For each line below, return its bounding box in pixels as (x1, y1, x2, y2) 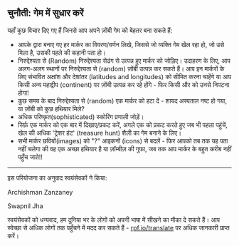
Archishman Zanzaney (7, 188, 73, 196)
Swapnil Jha (7, 201, 43, 210)
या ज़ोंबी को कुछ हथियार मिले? (17, 104, 85, 113)
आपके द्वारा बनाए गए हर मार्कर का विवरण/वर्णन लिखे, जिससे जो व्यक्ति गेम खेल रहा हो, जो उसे (17, 40, 225, 48)
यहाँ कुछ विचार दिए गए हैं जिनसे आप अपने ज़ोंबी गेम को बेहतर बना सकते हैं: (7, 26, 173, 34)
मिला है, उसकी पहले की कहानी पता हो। (17, 48, 107, 57)
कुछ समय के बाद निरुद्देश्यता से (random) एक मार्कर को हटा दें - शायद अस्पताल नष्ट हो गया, (17, 96, 228, 105)
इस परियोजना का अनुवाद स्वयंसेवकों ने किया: (7, 173, 107, 182)
